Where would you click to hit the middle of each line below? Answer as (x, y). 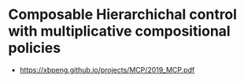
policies (35, 48)
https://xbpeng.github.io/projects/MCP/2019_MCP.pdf (107, 69)
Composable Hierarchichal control (123, 15)
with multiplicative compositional (119, 31)
